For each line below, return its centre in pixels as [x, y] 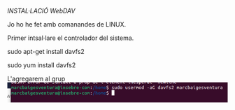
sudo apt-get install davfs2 [46, 51]
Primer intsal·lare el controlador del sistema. [71, 38]
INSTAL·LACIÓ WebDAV [41, 11]
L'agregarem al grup [36, 78]
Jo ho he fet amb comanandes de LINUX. [67, 24]
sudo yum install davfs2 [42, 65]
